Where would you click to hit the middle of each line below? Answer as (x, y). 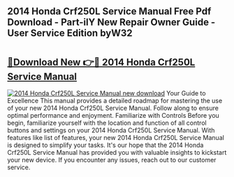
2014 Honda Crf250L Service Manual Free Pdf (109, 11)
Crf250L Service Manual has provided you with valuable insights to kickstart (117, 152)
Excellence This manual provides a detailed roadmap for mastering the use (115, 101)
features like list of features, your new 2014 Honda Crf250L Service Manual (116, 138)
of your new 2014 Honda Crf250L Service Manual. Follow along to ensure (113, 108)
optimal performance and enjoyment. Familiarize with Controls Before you (114, 115)
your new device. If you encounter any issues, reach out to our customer (112, 160)
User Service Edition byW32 (70, 33)
